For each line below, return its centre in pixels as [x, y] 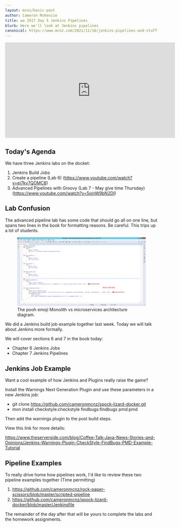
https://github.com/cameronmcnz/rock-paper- [58, 489]
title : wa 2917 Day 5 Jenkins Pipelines [47, 20]
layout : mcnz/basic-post [30, 10]
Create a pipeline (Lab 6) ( [38, 177]
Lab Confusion [28, 208]
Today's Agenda [30, 152]
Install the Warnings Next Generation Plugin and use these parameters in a [79, 390]
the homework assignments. [33, 519]
